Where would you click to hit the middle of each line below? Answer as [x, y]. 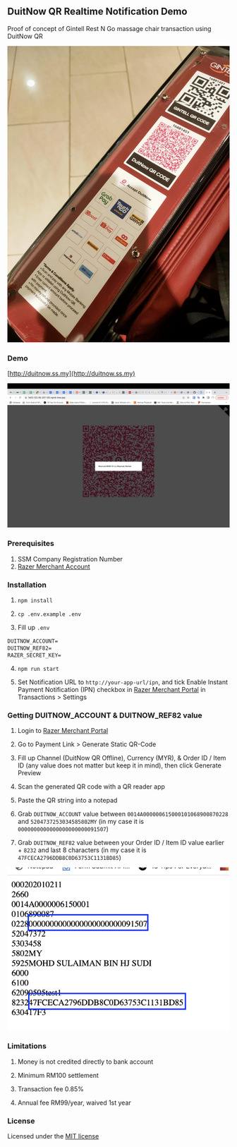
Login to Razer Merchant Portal [63, 731]
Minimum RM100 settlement [58, 1075]
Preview [29, 773]
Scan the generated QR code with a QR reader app [91, 787]
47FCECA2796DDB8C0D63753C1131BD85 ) [69, 858]
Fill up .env [34, 627]
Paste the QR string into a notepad [67, 801]
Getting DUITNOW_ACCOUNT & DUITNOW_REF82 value [105, 715]
